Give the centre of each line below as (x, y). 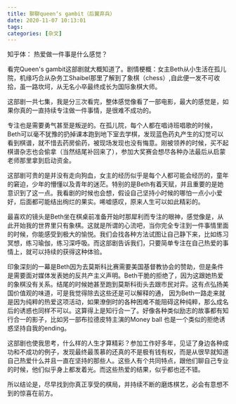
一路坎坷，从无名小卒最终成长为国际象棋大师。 (93, 87)
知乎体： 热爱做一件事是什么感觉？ (57, 54)
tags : (15, 27)
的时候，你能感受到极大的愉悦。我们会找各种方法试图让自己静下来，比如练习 (118, 234)
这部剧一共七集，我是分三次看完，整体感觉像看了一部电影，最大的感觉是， (115, 102)
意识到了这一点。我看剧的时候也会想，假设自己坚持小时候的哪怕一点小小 (112, 193)
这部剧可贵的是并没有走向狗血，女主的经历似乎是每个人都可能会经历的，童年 (118, 176)
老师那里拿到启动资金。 (41, 161)
